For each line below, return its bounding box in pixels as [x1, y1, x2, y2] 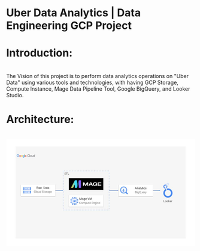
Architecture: [6, 113, 74, 126]
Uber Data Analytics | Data [6, 6, 141, 20]
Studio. [6, 92, 24, 99]
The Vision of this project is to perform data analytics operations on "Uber [6, 73, 189, 80]
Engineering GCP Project [6, 19, 132, 32]
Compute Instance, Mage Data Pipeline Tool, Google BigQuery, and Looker [6, 85, 190, 92]
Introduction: [6, 46, 73, 60]
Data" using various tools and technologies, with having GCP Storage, [6, 79, 178, 86]
